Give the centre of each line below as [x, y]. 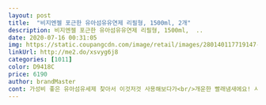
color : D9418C [32, 67]
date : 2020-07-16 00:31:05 [53, 37]
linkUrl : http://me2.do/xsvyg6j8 [63, 52]
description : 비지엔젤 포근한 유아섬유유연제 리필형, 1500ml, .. [106, 30]
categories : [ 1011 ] [40, 60]
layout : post [30, 15]
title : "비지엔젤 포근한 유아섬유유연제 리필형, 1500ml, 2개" [100, 23]
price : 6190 [28, 74]
